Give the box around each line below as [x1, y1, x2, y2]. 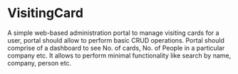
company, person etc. [7, 58, 72, 67]
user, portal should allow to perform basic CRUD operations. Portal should [7, 36, 224, 44]
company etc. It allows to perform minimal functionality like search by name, [7, 51, 232, 60]
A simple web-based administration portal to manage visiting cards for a [7, 28, 219, 37]
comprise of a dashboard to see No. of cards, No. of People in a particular [7, 43, 225, 52]
